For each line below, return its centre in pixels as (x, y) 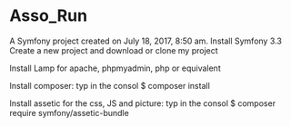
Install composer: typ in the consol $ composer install (110, 85)
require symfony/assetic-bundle (69, 112)
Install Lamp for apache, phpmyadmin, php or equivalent (115, 68)
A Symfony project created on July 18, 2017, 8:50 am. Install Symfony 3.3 (145, 41)
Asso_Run (49, 16)
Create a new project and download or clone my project (114, 50)
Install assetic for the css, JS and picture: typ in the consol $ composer (142, 103)
